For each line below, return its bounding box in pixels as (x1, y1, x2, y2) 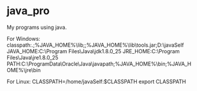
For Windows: (6, 35, 41, 42)
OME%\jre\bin (6, 66, 41, 73)
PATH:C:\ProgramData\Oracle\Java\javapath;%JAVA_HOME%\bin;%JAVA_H (6, 60, 192, 67)
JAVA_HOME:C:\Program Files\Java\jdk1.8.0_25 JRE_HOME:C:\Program (6, 47, 180, 54)
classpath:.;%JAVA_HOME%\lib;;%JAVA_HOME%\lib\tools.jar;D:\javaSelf (6, 41, 185, 48)
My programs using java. (6, 24, 67, 31)
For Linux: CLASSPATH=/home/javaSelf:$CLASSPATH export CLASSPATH (6, 78, 186, 85)
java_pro (6, 4, 50, 18)
